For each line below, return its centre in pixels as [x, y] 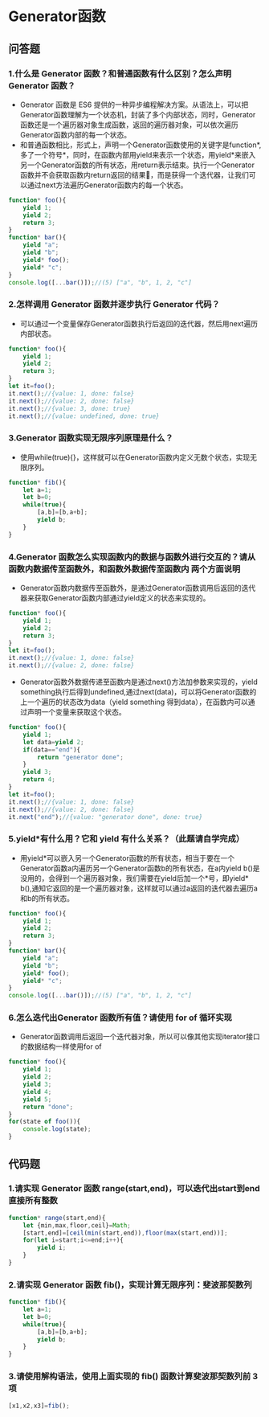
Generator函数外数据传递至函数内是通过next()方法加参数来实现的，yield [139, 682]
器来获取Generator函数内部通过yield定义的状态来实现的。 [115, 598]
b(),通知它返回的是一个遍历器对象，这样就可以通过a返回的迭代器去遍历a [139, 888]
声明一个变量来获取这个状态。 [76, 712]
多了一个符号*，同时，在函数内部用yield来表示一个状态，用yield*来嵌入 [138, 154]
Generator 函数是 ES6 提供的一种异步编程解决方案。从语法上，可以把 [134, 104]
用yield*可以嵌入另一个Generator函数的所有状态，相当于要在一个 [127, 858]
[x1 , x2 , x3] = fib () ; [39, 1406]
